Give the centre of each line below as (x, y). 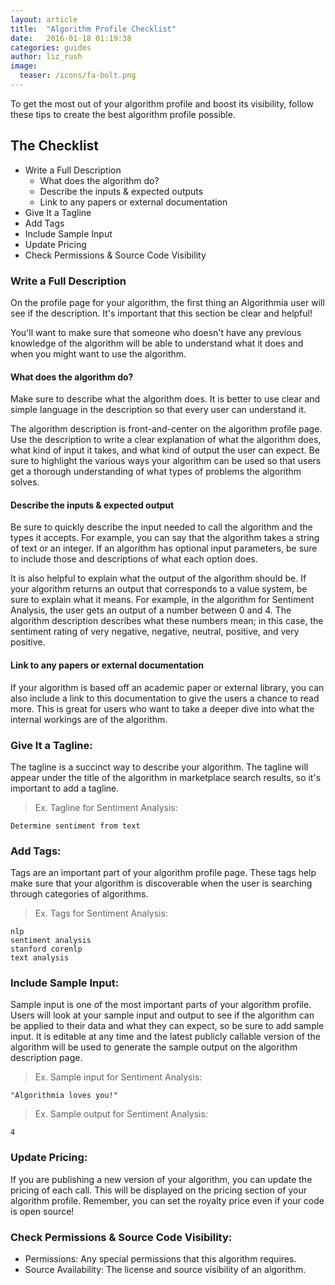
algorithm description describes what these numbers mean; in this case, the (167, 621)
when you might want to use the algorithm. (98, 353)
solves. (25, 482)
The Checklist (55, 146)
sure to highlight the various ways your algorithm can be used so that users (166, 461)
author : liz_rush (46, 57)
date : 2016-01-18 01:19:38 (71, 38)
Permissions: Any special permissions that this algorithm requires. (160, 1259)
